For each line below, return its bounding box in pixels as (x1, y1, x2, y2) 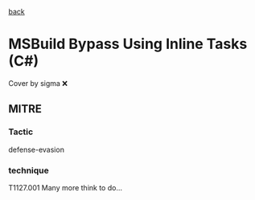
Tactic (8, 126, 34, 137)
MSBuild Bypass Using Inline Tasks (8, 35, 248, 53)
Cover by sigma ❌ (8, 78, 68, 88)
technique (8, 165, 50, 176)
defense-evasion (8, 145, 64, 154)
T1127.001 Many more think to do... (8, 182, 123, 192)
